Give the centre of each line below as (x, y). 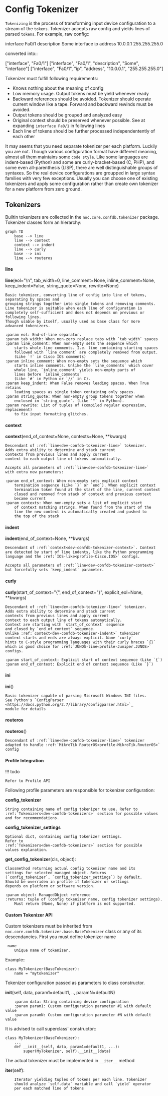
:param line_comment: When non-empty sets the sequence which (71, 343)
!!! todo (13, 772)
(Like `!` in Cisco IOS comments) (50, 356)
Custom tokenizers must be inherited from (49, 926)
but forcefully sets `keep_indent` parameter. (55, 570)
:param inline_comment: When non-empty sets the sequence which (74, 361)
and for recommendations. (32, 818)
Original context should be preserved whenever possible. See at (79, 120)
